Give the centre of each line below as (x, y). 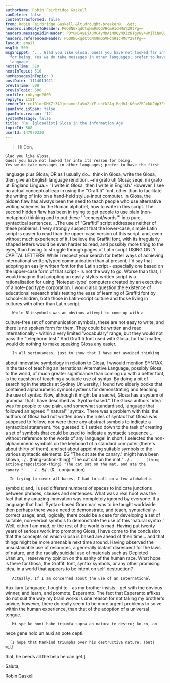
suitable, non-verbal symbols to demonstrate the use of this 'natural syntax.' (85, 521)
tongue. (13, 615)
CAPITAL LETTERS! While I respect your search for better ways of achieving (84, 255)
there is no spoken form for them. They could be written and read (73, 328)
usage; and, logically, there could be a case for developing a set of (91, 515)
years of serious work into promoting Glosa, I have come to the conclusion (83, 531)
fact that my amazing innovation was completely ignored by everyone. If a (82, 499)
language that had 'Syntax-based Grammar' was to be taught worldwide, (81, 505)
